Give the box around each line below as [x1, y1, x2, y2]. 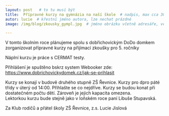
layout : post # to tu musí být [5, 7, 75, 13]
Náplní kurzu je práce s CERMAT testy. [5, 55, 86, 61]
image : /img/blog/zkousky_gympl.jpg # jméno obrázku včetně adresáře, [5, 21, 158, 27]
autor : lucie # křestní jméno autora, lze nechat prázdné [5, 17, 132, 22]
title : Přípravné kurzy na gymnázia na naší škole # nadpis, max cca [5, 12, 158, 17]
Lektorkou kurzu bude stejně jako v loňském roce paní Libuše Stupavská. [5, 95, 157, 101]
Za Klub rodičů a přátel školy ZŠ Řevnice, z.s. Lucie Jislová [5, 105, 127, 111]
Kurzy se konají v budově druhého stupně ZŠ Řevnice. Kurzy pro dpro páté [5, 79, 160, 85]
